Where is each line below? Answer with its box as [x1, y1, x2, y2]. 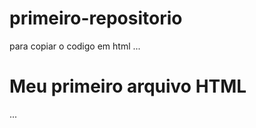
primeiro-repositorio [9, 7, 183, 30]
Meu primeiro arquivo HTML [9, 75, 247, 98]
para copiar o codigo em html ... [9, 40, 141, 52]
